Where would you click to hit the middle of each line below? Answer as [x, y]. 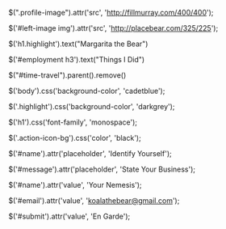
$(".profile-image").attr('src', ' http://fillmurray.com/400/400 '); [111, 13]
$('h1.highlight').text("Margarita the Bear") [78, 44]
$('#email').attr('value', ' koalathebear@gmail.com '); [94, 201]
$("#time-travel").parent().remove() [67, 75]
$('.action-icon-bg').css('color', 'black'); [75, 138]
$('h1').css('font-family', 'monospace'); [73, 122]
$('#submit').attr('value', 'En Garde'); [69, 216]
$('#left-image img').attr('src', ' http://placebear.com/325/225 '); [113, 28]
